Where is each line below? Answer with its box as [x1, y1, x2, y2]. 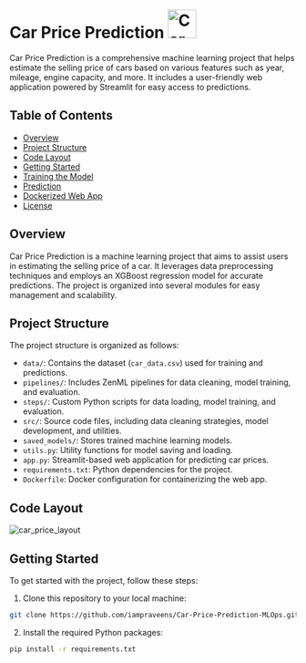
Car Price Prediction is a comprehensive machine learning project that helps [9, 52, 295, 63]
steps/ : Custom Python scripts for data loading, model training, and [22, 397, 276, 408]
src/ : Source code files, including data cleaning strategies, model [22, 416, 269, 427]
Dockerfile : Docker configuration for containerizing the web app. [22, 474, 268, 485]
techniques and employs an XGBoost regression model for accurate [9, 270, 264, 281]
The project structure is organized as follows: [9, 340, 179, 351]
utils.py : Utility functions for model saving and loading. [22, 445, 234, 456]
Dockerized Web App [22, 190, 103, 201]
